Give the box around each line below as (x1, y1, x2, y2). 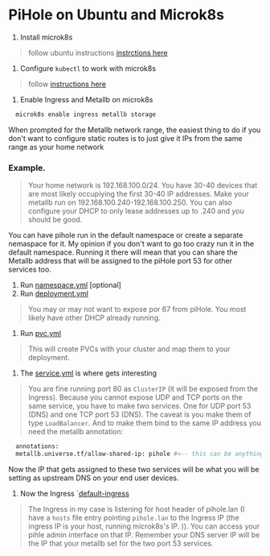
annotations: (15, 442, 59, 450)
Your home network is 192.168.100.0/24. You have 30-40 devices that (27, 180, 258, 190)
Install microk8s (19, 32, 73, 42)
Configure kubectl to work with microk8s (19, 63, 157, 73)
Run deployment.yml (19, 288, 88, 299)
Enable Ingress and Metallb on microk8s (19, 94, 153, 104)
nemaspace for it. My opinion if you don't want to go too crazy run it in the (8, 239, 255, 249)
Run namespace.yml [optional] (19, 280, 122, 290)
